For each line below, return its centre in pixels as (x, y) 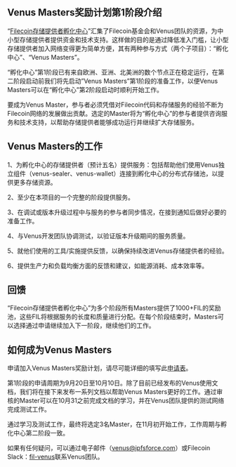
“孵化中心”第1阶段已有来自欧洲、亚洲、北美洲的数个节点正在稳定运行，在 (113, 72)
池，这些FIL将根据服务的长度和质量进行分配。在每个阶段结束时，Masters (113, 317)
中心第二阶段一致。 (41, 433)
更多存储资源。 (35, 182)
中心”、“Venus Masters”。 (45, 57)
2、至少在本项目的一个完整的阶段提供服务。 (71, 197)
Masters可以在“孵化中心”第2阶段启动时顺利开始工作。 (85, 89)
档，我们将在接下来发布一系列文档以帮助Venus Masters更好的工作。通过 (112, 392)
